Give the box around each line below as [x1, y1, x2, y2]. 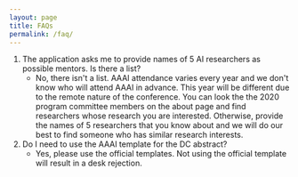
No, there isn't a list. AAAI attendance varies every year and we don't [35, 73, 289, 84]
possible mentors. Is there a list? [21, 63, 141, 74]
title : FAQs [9, 21, 53, 30]
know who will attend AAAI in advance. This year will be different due [35, 82, 290, 93]
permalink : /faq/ [9, 29, 74, 38]
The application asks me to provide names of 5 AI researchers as [21, 54, 261, 65]
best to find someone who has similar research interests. [35, 130, 244, 141]
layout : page [9, 12, 58, 22]
